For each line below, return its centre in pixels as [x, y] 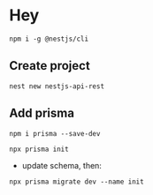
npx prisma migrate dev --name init [76, 182]
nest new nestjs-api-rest [57, 86]
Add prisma [42, 113]
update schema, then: [61, 165]
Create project [50, 66]
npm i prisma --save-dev [55, 133]
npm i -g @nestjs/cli [49, 39]
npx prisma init [39, 149]
